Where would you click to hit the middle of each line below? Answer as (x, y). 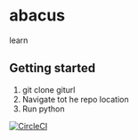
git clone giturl (49, 89)
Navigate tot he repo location (75, 99)
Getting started (53, 68)
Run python (43, 109)
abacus (37, 16)
